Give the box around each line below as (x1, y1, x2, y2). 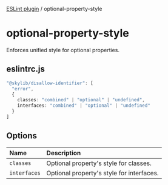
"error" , (12, 86, 34, 92)
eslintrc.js (6, 64, 45, 75)
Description (46, 149, 81, 157)
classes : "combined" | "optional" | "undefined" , (17, 97, 146, 103)
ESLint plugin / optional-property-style (6, 5, 102, 12)
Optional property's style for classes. (46, 159, 152, 167)
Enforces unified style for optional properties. (6, 46, 120, 53)
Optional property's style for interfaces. (46, 169, 159, 177)
